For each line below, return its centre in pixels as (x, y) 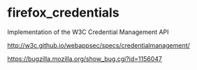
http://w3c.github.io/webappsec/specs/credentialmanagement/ (98, 45)
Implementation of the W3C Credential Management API (88, 32)
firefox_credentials (64, 13)
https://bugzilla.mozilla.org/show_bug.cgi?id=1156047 (85, 59)
